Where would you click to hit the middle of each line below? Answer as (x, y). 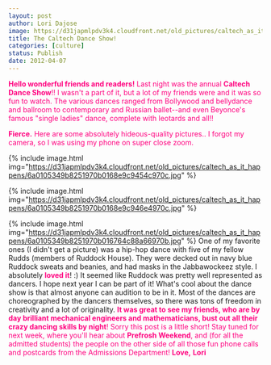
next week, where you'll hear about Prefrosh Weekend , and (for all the (126, 335)
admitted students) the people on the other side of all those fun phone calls (133, 343)
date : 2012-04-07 (38, 61)
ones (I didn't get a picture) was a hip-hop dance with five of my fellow (126, 249)
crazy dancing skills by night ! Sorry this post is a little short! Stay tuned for (134, 326)
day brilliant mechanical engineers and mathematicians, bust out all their (133, 318)
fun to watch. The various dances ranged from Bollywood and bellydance (130, 101)
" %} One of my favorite (221, 241)
